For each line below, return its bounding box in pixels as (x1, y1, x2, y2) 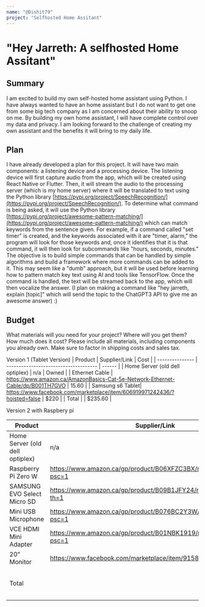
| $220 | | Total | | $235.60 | (41, 395, 112, 402)
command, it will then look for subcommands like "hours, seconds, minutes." (6, 245, 199, 252)
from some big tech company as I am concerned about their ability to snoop (6, 108, 197, 115)
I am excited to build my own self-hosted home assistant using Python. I (6, 94, 187, 101)
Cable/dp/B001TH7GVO (6, 382, 66, 389)
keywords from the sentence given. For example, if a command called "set (6, 226, 193, 233)
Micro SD (9, 498, 36, 506)
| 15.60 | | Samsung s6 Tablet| (67, 382, 142, 389)
